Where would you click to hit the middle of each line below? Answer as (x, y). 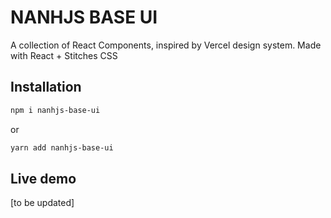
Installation (46, 87)
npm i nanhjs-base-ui (55, 110)
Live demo (43, 178)
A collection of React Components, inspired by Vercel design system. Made (166, 45)
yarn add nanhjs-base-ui (62, 147)
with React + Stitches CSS (64, 55)
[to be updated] (42, 203)
